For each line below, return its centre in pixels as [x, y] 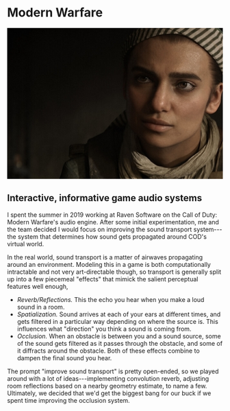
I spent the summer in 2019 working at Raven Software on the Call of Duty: [112, 215]
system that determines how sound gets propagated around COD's [112, 236]
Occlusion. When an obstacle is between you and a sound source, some [119, 336]
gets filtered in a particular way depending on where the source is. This [118, 321]
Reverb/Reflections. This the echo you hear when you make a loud [111, 299]
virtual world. [26, 244]
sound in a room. [41, 307]
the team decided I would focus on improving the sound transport [100, 229]
